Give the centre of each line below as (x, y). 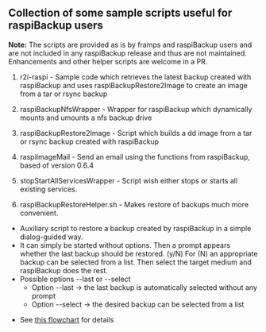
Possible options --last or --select (75, 279)
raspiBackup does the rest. (64, 270)
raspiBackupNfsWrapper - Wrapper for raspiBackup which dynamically (136, 109)
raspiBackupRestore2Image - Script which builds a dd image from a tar (136, 133)
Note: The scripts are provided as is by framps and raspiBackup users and (130, 44)
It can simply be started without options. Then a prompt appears (125, 245)
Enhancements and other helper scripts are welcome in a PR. (108, 61)
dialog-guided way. (51, 237)
